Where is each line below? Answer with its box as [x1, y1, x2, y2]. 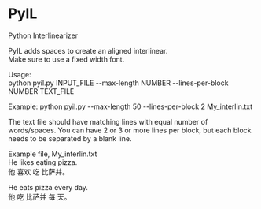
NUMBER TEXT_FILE [8, 86, 75, 95]
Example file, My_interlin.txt [8, 149, 97, 159]
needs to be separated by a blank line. [8, 133, 132, 143]
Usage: [8, 69, 31, 79]
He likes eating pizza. [8, 157, 78, 166]
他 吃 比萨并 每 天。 [8, 192, 72, 201]
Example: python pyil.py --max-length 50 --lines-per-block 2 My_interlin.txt [8, 102, 253, 111]
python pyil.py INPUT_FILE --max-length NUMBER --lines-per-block [8, 78, 229, 88]
